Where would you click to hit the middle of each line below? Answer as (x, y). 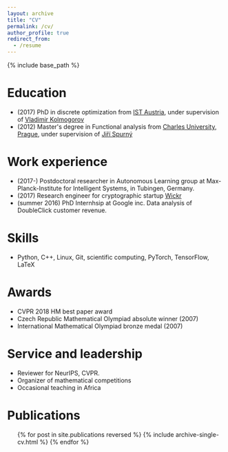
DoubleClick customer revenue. (62, 210)
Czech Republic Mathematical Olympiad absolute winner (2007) (107, 318)
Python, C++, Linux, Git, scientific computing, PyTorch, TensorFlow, (113, 257)
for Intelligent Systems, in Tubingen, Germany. (129, 188)
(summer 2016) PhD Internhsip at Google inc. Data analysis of (105, 203)
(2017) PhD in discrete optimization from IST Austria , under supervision (118, 112)
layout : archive (30, 13)
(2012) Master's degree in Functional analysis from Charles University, (117, 126)
